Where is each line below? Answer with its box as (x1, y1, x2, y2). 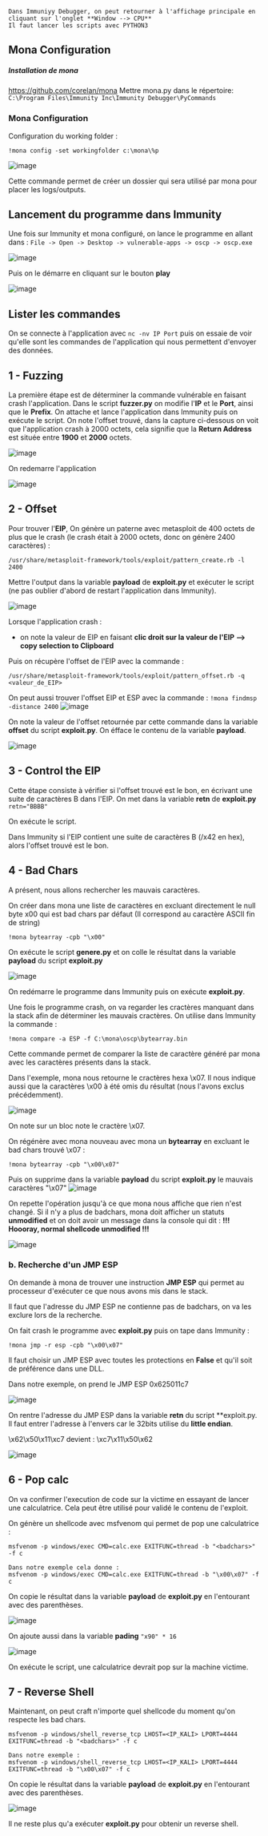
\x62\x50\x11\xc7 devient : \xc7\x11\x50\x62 (8, 1434, 154, 1443)
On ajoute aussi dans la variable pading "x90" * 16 (8, 1631, 178, 1641)
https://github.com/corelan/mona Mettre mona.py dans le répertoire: (8, 86, 234, 95)
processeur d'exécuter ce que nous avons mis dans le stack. (8, 1286, 209, 1295)
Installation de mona (8, 65, 78, 75)
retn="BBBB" (8, 802, 48, 811)
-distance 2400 (8, 703, 59, 711)
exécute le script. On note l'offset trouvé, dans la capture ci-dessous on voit (8, 416, 259, 425)
